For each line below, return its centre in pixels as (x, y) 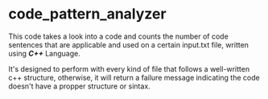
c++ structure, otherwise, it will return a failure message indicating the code (134, 77)
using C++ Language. (44, 53)
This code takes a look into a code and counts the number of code (119, 36)
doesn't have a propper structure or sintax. (79, 86)
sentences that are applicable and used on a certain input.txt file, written (129, 44)
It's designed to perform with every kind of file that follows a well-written (129, 68)
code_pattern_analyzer (87, 14)
